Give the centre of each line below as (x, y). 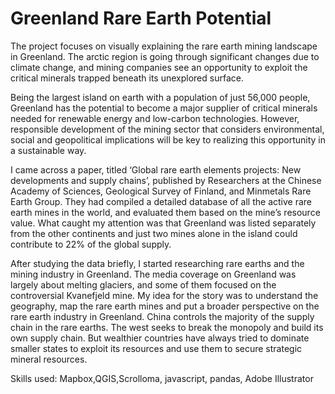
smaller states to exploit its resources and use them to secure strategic (156, 348)
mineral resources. (49, 359)
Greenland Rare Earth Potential (141, 18)
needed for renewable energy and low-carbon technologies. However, (155, 118)
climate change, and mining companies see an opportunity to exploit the (159, 67)
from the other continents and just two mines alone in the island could (154, 233)
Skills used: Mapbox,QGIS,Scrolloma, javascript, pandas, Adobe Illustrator (162, 378)
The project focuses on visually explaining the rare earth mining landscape (164, 46)
